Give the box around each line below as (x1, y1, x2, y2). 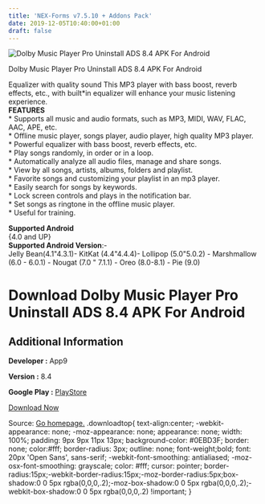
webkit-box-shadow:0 (8, 487, 82, 497)
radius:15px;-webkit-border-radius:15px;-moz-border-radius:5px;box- (8, 469, 239, 479)
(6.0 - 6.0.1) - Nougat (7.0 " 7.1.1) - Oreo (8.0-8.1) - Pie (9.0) (8, 258, 201, 268)
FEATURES (8, 105, 46, 115)
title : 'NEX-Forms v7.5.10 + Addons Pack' (8, 11, 153, 20)
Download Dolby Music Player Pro (8, 286, 238, 304)
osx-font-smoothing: (8, 461, 77, 471)
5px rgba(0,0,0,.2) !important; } (89, 487, 192, 497)
